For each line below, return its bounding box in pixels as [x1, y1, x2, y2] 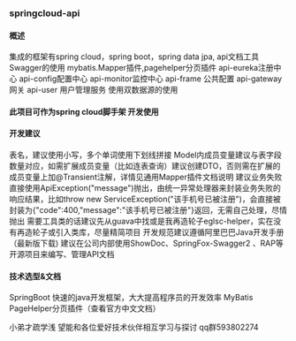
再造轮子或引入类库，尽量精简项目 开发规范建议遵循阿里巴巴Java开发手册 [16, 226, 285, 237]
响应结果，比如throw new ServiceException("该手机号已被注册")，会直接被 [9, 193, 281, 204]
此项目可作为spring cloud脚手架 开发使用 [9, 106, 159, 117]
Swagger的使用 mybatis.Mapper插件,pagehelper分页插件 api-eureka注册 [9, 63, 274, 73]
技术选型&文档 [9, 270, 62, 281]
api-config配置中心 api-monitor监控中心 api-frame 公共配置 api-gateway [19, 73, 283, 84]
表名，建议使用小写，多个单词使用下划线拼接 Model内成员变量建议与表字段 [9, 149, 283, 160]
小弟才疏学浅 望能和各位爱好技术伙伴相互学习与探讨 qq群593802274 [9, 322, 259, 333]
